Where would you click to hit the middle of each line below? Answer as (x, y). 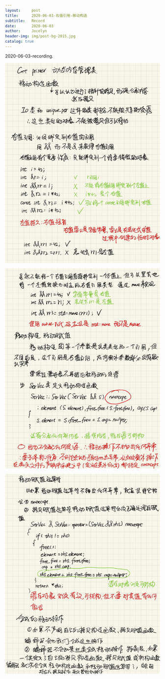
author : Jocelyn (26, 31)
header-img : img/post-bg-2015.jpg (41, 36)
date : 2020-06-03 (29, 26)
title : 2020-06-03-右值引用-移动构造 (46, 15)
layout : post (23, 10)
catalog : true (20, 42)
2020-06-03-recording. (29, 56)
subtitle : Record (25, 21)
